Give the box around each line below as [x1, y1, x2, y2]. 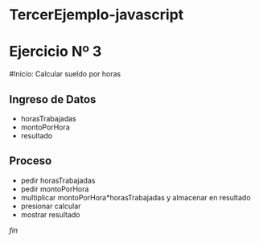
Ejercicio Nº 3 [9, 43, 102, 61]
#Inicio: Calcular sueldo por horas [9, 69, 121, 79]
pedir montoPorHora [20, 183, 89, 194]
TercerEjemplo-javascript [9, 6, 184, 24]
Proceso [9, 154, 52, 168]
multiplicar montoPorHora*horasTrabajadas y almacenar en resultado [20, 192, 252, 202]
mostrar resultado [20, 209, 80, 219]
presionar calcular [20, 201, 81, 211]
